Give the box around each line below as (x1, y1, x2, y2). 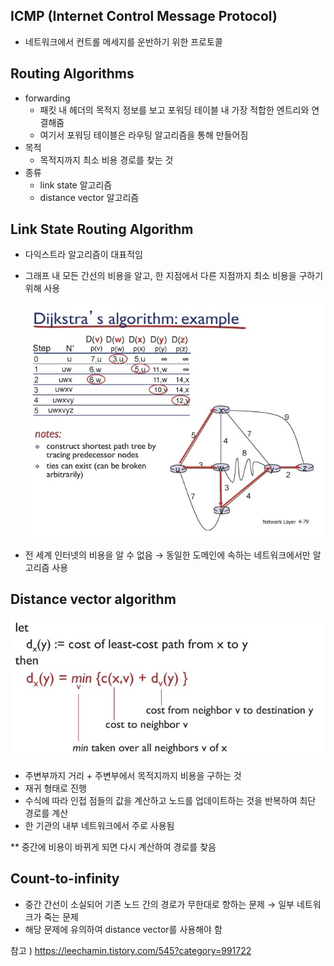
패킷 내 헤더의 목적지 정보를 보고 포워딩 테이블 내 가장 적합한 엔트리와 (39, 104, 310, 116)
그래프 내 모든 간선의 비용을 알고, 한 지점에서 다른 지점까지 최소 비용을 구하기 (24, 270, 324, 282)
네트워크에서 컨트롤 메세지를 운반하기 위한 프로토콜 (24, 35, 223, 48)
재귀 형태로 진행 (24, 782, 87, 794)
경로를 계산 (24, 807, 69, 819)
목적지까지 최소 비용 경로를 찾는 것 (39, 154, 174, 166)
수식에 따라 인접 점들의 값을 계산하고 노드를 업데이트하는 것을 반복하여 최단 (24, 795, 317, 807)
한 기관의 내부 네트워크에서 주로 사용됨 (24, 820, 175, 832)
